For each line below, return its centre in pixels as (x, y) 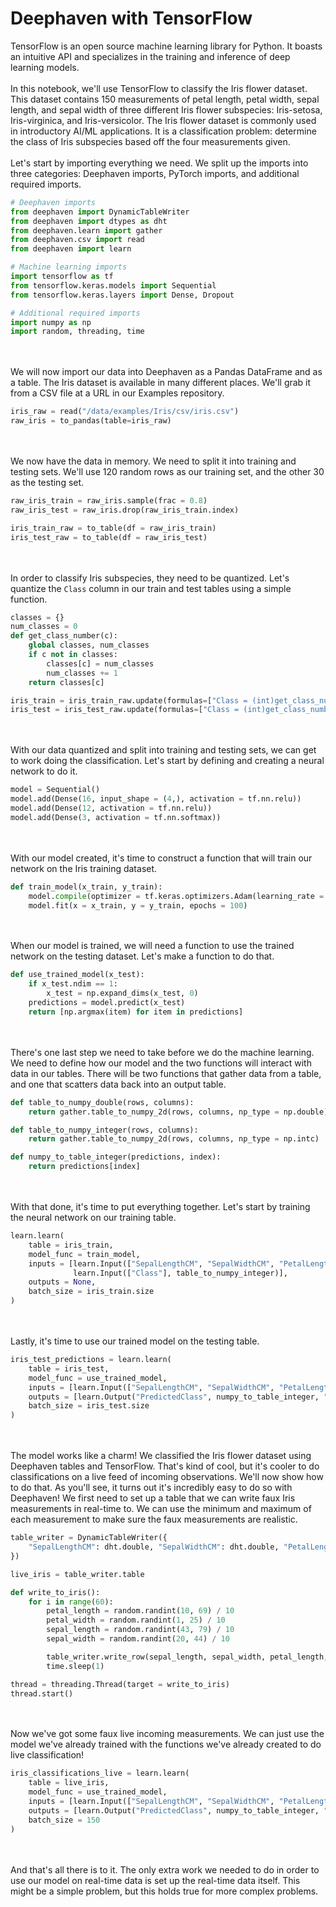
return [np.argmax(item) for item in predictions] (136, 1012)
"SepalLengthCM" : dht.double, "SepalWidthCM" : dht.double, (154, 1547)
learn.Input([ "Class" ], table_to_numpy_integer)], (180, 1273)
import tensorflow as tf (62, 277)
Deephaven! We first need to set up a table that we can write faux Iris (153, 1498)
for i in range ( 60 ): (71, 1602)
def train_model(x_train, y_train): (86, 887)
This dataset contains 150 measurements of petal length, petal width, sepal (165, 99)
